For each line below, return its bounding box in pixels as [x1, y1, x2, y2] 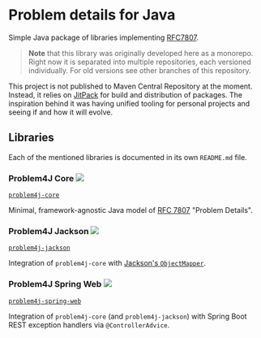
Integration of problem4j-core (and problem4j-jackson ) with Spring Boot [8, 311, 247, 321]
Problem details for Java [8, 6, 176, 24]
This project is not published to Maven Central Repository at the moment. [8, 81, 253, 91]
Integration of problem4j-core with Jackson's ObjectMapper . [8, 258, 207, 268]
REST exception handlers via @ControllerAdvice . [8, 319, 170, 330]
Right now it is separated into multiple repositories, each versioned [28, 57, 251, 67]
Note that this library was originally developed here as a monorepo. [28, 48, 254, 58]
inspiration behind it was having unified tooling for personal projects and [8, 98, 250, 108]
